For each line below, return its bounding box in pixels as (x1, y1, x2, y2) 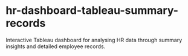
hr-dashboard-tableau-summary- (5, 4, 179, 17)
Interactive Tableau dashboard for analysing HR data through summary (5, 36, 183, 43)
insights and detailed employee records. (5, 43, 106, 50)
